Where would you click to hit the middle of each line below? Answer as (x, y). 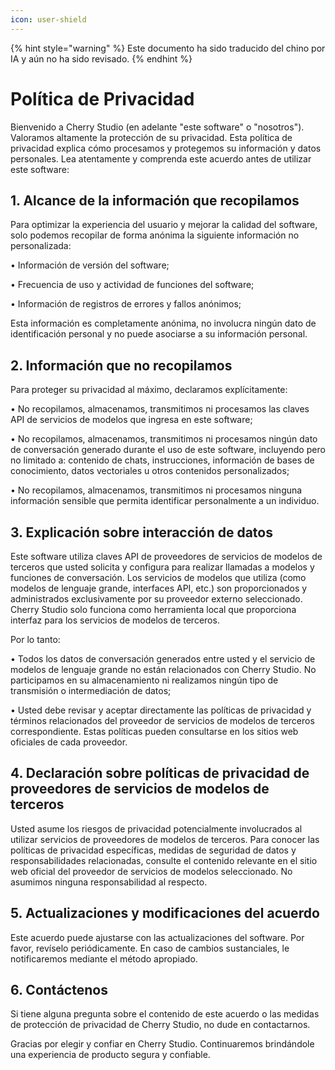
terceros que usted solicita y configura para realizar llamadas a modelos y (162, 567)
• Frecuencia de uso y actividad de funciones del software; (132, 285)
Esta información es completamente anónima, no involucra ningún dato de (163, 323)
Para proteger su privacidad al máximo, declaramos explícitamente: (149, 390)
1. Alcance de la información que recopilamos (155, 200)
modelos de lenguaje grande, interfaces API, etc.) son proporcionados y (159, 588)
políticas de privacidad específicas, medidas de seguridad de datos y (153, 850)
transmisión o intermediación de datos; (91, 690)
